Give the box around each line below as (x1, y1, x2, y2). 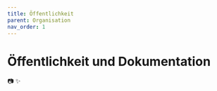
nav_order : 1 (7, 23, 46, 30)
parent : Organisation (7, 17, 71, 24)
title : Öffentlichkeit (7, 10, 74, 17)
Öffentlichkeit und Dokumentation (7, 53, 211, 69)
